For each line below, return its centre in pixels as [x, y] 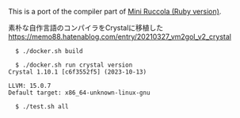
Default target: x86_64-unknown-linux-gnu [79, 93]
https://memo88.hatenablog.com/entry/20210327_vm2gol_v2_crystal [120, 36]
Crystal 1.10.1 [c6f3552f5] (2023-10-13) [78, 72]
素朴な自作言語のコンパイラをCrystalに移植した [86, 28]
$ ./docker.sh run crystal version [74, 65]
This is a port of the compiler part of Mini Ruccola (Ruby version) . [115, 11]
